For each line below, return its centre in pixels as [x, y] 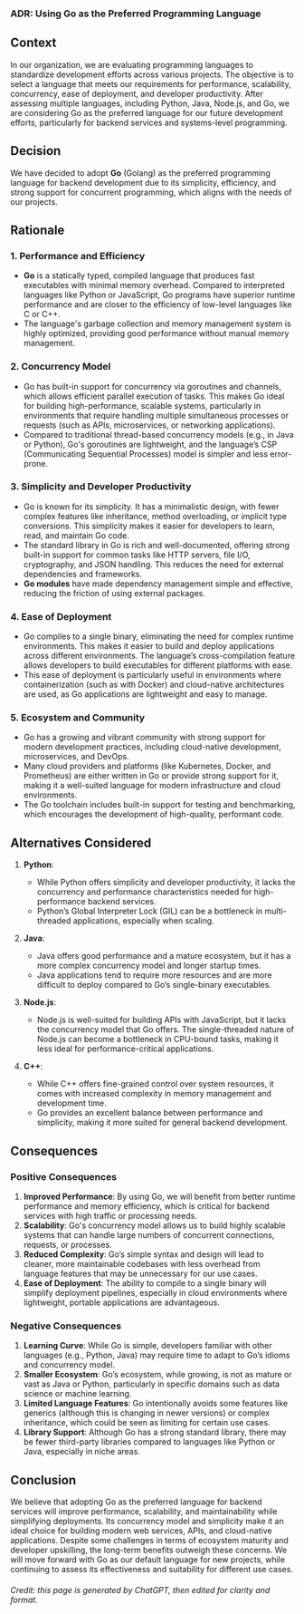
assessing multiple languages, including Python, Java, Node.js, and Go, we [150, 103]
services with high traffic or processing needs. [110, 1215]
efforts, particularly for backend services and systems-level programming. [149, 122]
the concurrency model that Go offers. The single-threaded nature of [166, 1029]
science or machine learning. [77, 1394]
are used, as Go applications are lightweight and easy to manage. [145, 694]
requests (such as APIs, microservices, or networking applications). [149, 425]
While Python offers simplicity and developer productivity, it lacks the [166, 883]
